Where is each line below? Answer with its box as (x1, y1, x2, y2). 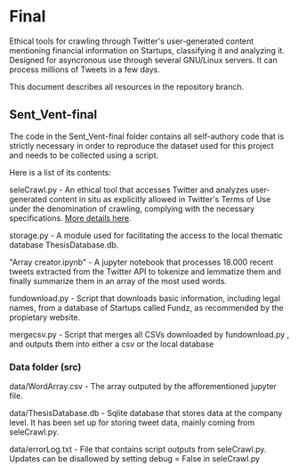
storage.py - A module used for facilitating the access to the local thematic (9, 230, 283, 241)
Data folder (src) (9, 361, 82, 373)
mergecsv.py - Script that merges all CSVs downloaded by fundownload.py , (9, 329, 290, 339)
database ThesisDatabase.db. (9, 239, 119, 250)
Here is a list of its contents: (9, 167, 111, 177)
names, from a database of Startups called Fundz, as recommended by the (9, 302, 284, 313)
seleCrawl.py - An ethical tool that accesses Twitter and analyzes (9, 184, 249, 195)
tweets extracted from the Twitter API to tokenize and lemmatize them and (9, 265, 282, 277)
